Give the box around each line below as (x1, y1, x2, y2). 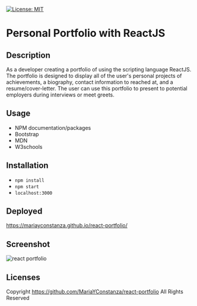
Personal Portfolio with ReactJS (6, 27, 166, 40)
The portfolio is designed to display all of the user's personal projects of (6, 72, 182, 79)
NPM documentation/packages (14, 124, 91, 131)
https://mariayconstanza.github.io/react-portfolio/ (6, 222, 128, 229)
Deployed (6, 206, 43, 217)
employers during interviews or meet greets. (6, 91, 115, 98)
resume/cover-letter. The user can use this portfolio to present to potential (6, 85, 188, 92)
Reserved (6, 295, 30, 302)
